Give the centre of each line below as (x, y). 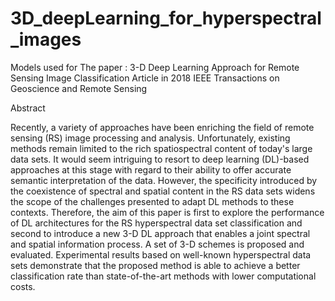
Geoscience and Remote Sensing (79, 88)
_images (46, 39)
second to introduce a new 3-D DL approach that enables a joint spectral (160, 233)
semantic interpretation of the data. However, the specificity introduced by (164, 180)
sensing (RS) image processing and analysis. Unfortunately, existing (150, 138)
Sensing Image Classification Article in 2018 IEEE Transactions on (145, 78)
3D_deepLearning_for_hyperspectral (166, 18)
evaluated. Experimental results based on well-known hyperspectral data (161, 254)
